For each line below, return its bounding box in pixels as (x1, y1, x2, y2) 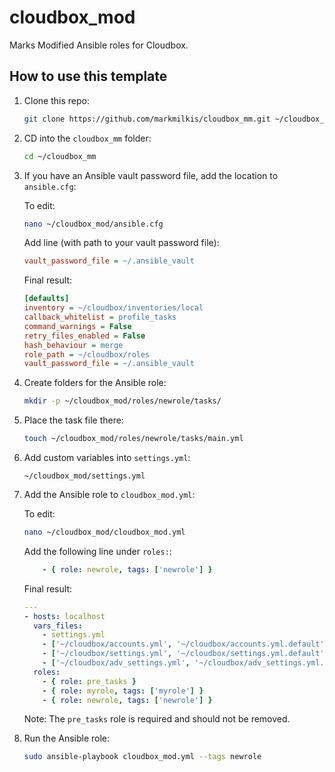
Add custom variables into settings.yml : (23, 452, 191, 463)
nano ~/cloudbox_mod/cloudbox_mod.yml (23, 527, 186, 537)
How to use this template (9, 68, 168, 85)
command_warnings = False (23, 321, 132, 331)
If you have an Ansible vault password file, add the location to (23, 169, 279, 181)
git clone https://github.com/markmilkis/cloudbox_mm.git (23, 114, 271, 124)
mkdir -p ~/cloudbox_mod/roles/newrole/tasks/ (23, 396, 222, 406)
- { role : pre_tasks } (42, 676, 137, 686)
